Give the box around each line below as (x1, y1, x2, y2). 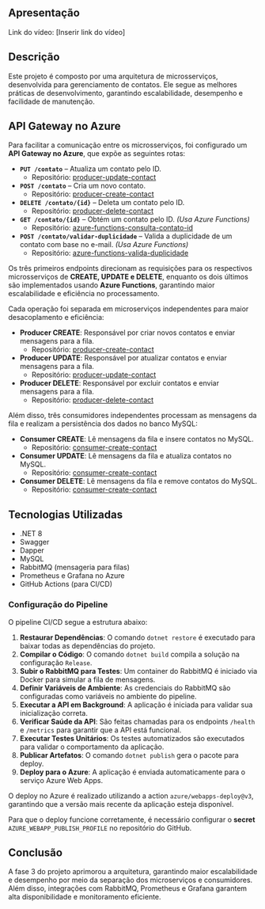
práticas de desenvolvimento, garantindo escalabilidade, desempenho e (8, 88, 244, 97)
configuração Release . (19, 657, 93, 667)
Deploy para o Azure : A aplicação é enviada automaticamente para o (19, 767, 246, 777)
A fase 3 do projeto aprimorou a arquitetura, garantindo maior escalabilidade (8, 867, 258, 877)
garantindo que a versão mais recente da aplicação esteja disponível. (8, 799, 234, 808)
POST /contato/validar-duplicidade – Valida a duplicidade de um (19, 231, 233, 241)
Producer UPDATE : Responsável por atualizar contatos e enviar (19, 353, 227, 363)
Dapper (19, 546, 45, 555)
